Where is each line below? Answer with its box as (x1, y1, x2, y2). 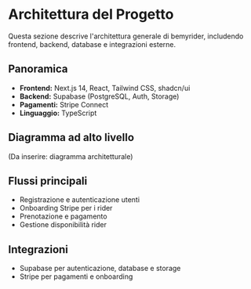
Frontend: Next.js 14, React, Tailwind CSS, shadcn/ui (19, 83, 191, 92)
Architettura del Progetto (8, 5, 174, 23)
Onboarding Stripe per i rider (19, 204, 113, 213)
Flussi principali (8, 174, 88, 187)
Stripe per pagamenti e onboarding (19, 272, 133, 281)
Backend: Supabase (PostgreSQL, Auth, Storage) (19, 92, 180, 101)
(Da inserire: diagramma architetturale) (8, 151, 133, 161)
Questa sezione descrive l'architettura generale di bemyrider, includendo (8, 31, 244, 41)
